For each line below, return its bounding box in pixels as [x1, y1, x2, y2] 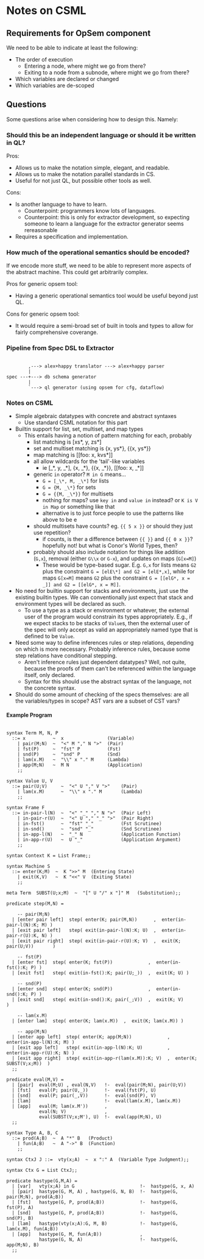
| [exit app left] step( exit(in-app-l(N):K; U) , [12, 1044, 171, 1051]
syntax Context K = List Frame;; [6, 853, 91, 859]
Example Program [6, 711, 53, 718]
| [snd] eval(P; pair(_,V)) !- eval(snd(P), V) [12, 1093, 157, 1099]
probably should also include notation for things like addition [33, 548, 185, 555]
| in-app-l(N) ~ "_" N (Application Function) [17, 831, 181, 838]
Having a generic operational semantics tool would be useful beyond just [15, 292, 199, 299]
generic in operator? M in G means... [33, 470, 127, 478]
